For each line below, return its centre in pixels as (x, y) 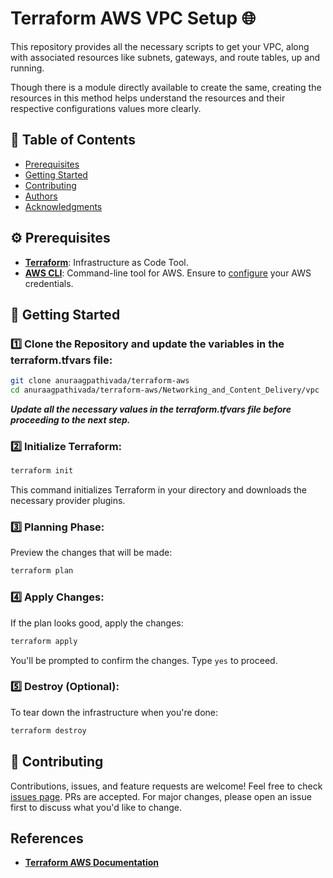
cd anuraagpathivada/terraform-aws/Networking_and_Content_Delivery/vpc (165, 390)
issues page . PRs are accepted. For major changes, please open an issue (161, 796)
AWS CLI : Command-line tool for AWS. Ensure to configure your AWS (168, 273)
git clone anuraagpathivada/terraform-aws (100, 381)
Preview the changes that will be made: (91, 553)
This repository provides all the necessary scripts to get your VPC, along (160, 46)
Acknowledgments (63, 206)
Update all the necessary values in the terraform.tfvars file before (151, 409)
